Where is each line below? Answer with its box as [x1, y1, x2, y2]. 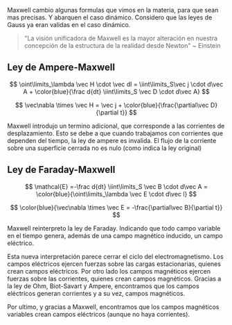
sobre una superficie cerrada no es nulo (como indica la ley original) [7, 144, 202, 152]
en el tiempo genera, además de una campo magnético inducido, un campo [7, 231, 223, 240]
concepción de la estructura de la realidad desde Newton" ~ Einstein [24, 42, 221, 49]
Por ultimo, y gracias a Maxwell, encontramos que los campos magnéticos [7, 302, 220, 311]
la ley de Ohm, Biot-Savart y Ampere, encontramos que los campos [7, 281, 199, 290]
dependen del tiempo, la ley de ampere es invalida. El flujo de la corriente [7, 136, 217, 144]
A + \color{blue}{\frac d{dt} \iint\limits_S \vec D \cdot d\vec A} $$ [23, 87, 210, 96]
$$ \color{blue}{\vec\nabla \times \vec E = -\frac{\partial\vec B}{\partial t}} [10, 203, 223, 211]
